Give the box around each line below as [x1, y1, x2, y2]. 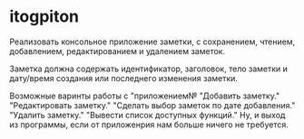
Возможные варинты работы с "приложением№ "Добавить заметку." [9, 90, 280, 101]
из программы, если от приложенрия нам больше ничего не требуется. [9, 119, 289, 130]
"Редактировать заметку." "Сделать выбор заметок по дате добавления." [9, 99, 296, 110]
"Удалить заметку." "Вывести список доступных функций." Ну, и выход [9, 109, 286, 120]
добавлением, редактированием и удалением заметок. [9, 45, 225, 56]
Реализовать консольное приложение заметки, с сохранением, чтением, [9, 36, 296, 47]
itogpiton [9, 6, 80, 27]
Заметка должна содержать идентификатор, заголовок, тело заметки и [9, 63, 289, 74]
